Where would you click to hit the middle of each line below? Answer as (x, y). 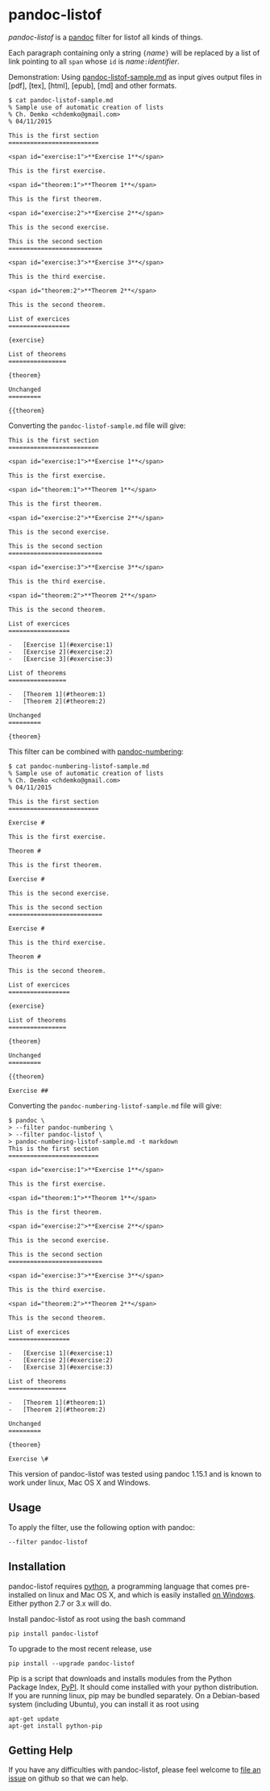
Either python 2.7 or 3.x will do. (60, 1603)
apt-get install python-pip (56, 1726)
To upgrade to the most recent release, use (80, 1648)
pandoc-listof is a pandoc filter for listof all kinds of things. (106, 37)
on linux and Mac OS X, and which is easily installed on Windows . (147, 1594)
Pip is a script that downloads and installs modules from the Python (120, 1678)
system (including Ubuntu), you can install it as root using (104, 1704)
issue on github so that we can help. (69, 1778)
